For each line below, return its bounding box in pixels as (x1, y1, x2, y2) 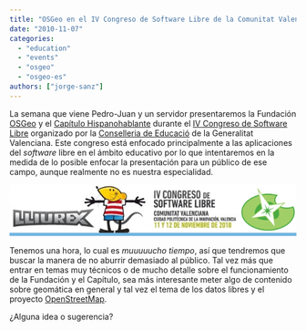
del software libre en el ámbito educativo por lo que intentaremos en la (9, 147, 275, 158)
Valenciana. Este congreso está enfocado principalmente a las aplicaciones (9, 137, 293, 148)
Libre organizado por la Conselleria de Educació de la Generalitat (9, 128, 253, 139)
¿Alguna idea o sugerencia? (9, 311, 114, 323)
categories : (9, 34, 55, 43)
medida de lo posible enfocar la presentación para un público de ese (9, 156, 268, 168)
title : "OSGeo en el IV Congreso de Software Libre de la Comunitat (9, 15, 275, 24)
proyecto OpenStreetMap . (9, 294, 107, 305)
